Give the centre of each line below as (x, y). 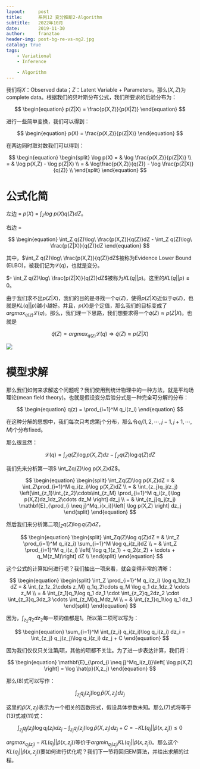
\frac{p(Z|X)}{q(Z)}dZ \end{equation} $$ (100, 246)
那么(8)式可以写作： (31, 681)
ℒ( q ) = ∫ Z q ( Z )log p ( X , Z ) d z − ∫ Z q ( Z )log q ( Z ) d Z (100, 456)
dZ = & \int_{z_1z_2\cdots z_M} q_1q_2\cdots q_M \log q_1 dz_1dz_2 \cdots (100, 587)
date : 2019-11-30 (36, 28)
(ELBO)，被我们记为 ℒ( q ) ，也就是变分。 (54, 265)
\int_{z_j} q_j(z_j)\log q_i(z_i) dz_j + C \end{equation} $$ (100, 638)
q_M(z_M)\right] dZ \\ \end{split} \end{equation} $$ (100, 557)
